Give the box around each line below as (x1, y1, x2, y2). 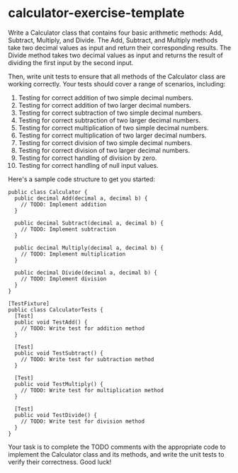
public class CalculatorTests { (8, 306, 103, 313)
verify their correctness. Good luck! (8, 457, 112, 466)
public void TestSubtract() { (14, 349, 103, 357)
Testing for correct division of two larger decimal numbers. (18, 146, 191, 154)
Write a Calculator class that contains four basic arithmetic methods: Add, (8, 28, 224, 37)
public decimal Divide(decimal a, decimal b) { (14, 269, 158, 276)
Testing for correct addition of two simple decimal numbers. (18, 93, 193, 102)
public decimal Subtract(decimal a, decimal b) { (14, 220, 164, 227)
